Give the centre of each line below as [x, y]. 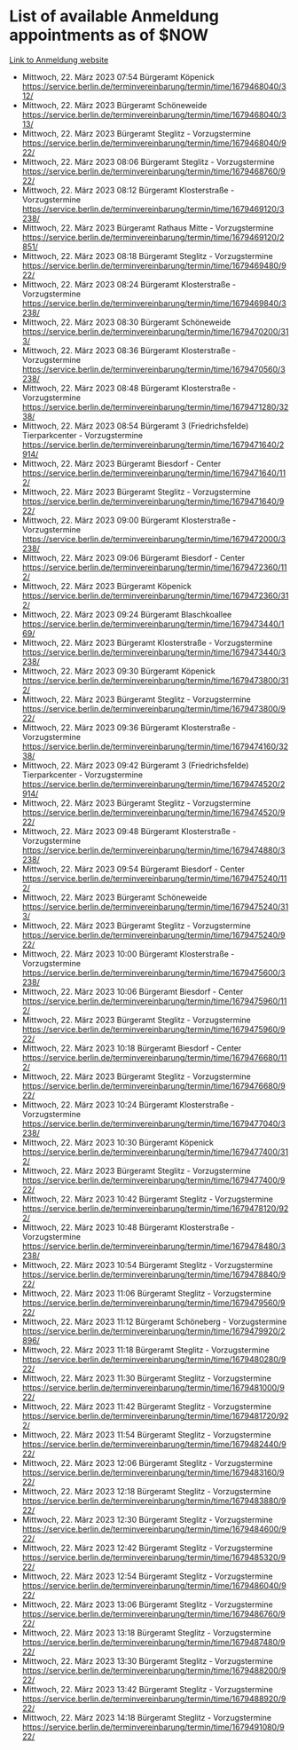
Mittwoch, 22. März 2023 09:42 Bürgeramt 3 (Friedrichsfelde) [135, 765]
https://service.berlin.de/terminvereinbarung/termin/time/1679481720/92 [155, 1415]
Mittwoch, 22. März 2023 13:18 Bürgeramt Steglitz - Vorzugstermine [147, 1632]
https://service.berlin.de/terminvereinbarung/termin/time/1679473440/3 [154, 652]
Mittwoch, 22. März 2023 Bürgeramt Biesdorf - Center [122, 463]
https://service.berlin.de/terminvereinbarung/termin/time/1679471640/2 [153, 445]
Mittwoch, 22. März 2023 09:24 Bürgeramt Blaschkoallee [127, 614]
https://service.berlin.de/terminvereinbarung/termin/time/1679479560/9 [153, 1303]
